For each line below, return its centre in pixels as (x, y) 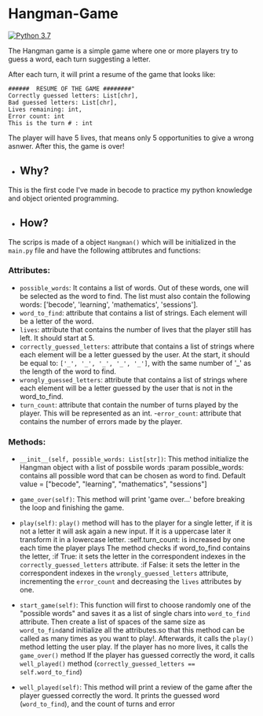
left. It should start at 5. (57, 338)
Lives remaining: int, (45, 109)
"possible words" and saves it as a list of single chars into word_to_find (135, 614)
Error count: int (37, 116)
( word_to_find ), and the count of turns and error (97, 704)
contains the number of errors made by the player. (101, 421)
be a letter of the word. (57, 321)
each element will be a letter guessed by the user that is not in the (126, 388)
